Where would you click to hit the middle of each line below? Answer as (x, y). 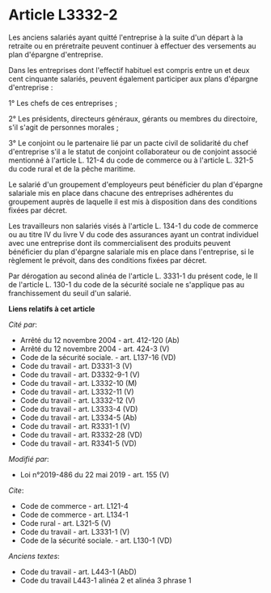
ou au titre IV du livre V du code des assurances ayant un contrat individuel (133, 234)
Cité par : (23, 324)
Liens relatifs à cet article (52, 308)
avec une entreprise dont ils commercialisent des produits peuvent (120, 243)
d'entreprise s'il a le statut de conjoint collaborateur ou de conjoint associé (133, 151)
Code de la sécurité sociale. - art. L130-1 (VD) (96, 540)
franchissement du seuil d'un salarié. (70, 293)
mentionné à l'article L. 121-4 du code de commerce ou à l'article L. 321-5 (131, 160)
